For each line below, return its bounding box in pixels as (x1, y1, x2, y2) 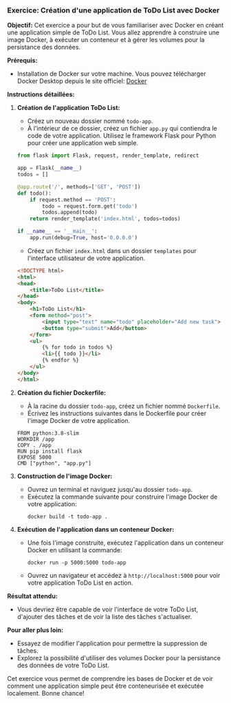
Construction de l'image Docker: (16, 472, 113, 480)
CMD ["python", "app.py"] (16, 459, 91, 466)
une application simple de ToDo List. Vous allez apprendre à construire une (7, 28, 220, 36)
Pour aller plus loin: (7, 625, 64, 634)
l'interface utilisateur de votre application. (27, 254, 146, 262)
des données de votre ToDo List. (16, 661, 110, 669)
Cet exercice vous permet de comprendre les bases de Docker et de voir (7, 674, 213, 682)
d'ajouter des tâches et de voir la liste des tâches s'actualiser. (16, 612, 192, 620)
